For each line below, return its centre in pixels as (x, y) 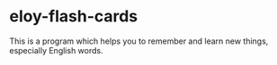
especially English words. (56, 50)
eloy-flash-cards (74, 16)
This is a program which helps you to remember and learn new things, (139, 41)
